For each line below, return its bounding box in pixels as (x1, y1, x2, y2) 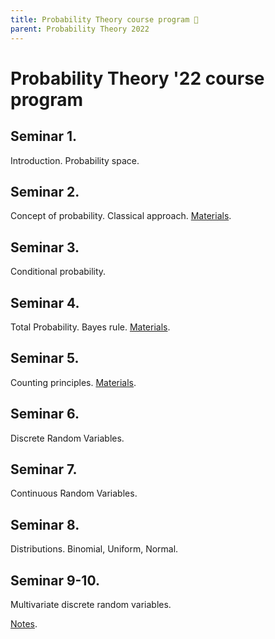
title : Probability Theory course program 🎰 (10, 14, 199, 25)
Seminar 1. (10, 128, 77, 145)
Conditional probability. (10, 266, 107, 278)
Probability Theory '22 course (10, 67, 265, 90)
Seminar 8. (10, 516, 80, 533)
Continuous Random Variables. (10, 487, 138, 500)
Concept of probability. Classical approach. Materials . (10, 210, 232, 222)
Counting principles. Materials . (10, 376, 137, 388)
